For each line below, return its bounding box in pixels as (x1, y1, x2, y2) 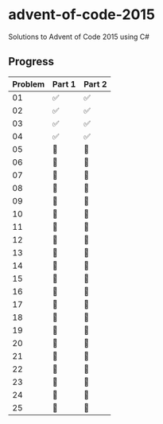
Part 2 (83, 78, 107, 89)
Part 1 (52, 78, 76, 89)
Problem (12, 78, 45, 89)
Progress (8, 55, 54, 68)
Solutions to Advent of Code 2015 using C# (8, 32, 149, 41)
